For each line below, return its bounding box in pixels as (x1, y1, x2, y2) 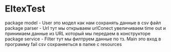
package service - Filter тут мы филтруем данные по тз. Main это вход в (5, 36, 161, 42)
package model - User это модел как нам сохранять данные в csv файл (5, 20, 161, 26)
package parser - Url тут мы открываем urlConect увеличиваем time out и (5, 25, 166, 31)
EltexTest (5, 3, 46, 15)
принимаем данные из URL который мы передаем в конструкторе (5, 30, 151, 36)
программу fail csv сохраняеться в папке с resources (5, 41, 122, 47)
